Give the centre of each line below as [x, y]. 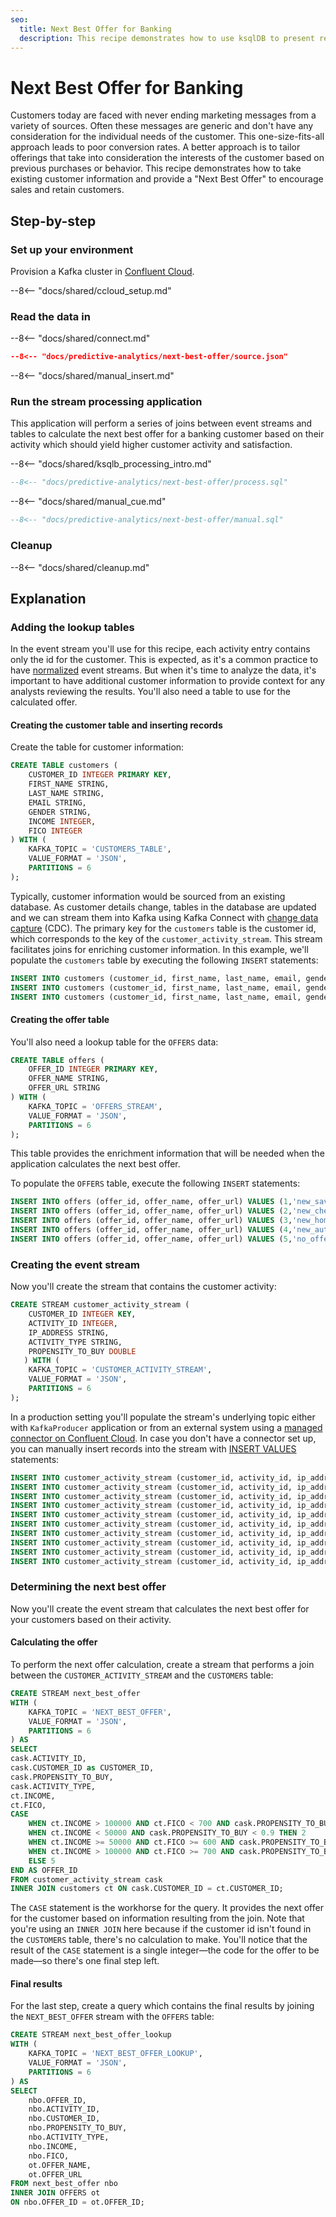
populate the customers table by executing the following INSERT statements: [164, 960]
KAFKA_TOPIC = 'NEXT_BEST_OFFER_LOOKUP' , [115, 2054]
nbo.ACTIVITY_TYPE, [69, 2137]
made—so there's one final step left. [85, 1961]
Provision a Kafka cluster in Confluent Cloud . [102, 271]
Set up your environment [72, 249]
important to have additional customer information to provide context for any [168, 681]
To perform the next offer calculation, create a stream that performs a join [162, 1665]
